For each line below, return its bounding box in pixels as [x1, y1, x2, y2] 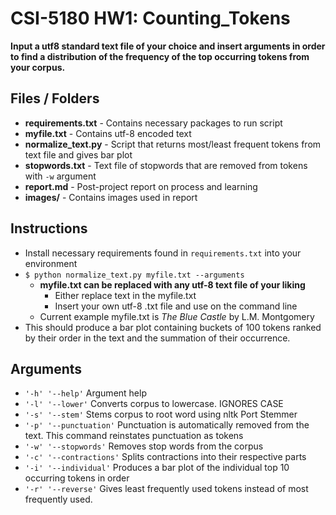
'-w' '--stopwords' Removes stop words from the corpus [24, 440, 264, 452]
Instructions [10, 220, 88, 237]
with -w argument [24, 170, 97, 182]
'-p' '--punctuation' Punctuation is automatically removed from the [24, 419, 310, 431]
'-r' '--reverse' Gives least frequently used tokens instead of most [24, 483, 309, 495]
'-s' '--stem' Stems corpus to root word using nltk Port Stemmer [24, 408, 298, 421]
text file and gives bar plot [24, 148, 133, 161]
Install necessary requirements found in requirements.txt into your [24, 247, 302, 259]
